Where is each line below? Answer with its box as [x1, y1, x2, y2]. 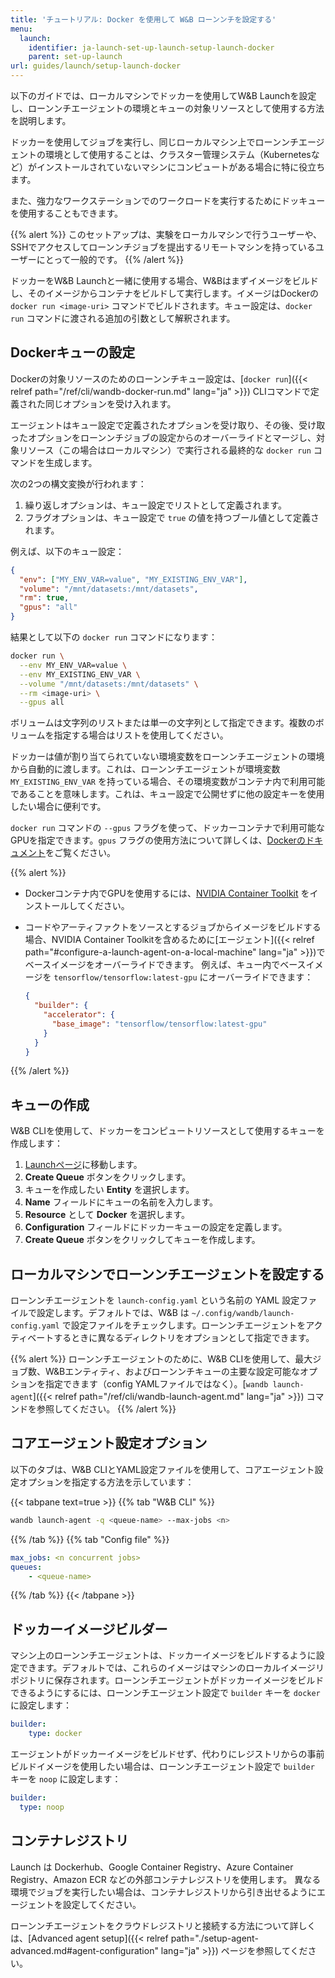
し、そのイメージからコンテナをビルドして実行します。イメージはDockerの [10, 287, 319, 299]
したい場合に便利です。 [10, 801, 107, 813]
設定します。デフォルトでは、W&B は [36, 1307, 190, 1319]
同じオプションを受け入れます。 [44, 397, 177, 410]
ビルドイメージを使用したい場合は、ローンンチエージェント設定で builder [10, 1760, 315, 1772]
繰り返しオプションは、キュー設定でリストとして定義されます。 [24, 499, 287, 511]
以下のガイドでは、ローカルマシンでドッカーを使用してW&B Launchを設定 [10, 90, 317, 101]
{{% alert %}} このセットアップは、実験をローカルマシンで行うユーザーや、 [10, 229, 322, 240]
